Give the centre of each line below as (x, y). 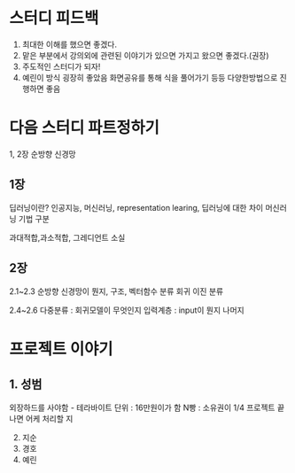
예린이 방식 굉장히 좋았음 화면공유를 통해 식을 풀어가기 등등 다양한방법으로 (150, 77)
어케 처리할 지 (49, 418)
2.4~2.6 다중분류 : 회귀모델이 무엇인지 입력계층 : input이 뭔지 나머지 (127, 310)
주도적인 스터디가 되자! (61, 66)
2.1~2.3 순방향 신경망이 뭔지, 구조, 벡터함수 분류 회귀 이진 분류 (116, 291)
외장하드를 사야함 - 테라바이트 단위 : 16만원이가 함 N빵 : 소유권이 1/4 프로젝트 (142, 407)
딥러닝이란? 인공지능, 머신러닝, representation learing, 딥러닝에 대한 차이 (136, 207)
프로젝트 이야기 (61, 349)
